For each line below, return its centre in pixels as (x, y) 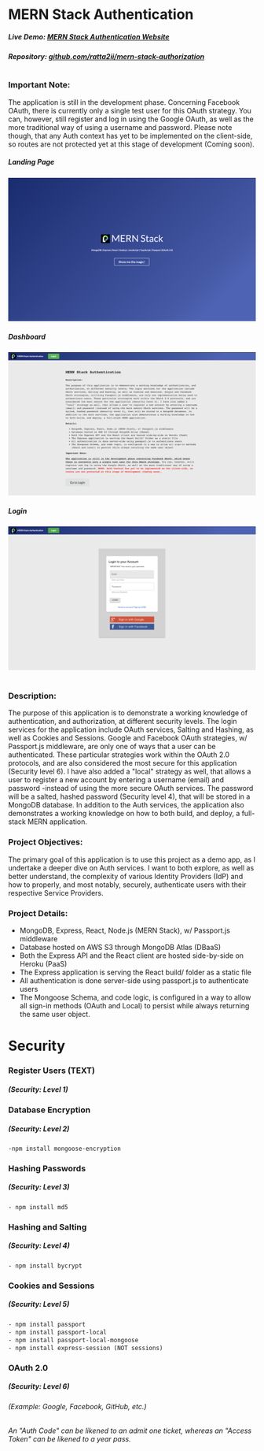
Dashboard (27, 336)
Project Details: (38, 913)
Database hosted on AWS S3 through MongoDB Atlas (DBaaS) (120, 947)
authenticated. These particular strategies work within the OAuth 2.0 (119, 755)
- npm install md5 (38, 1207)
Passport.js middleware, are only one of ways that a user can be (112, 747)
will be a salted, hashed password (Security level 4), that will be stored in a (129, 796)
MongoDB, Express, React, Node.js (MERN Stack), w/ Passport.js (125, 930)
